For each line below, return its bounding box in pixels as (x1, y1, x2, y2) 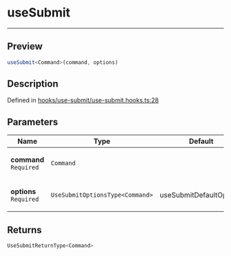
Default (188, 136, 214, 146)
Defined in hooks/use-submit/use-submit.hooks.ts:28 (7, 96, 159, 105)
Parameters (7, 116, 58, 128)
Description (7, 78, 58, 90)
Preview (7, 41, 43, 52)
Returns (7, 224, 43, 235)
